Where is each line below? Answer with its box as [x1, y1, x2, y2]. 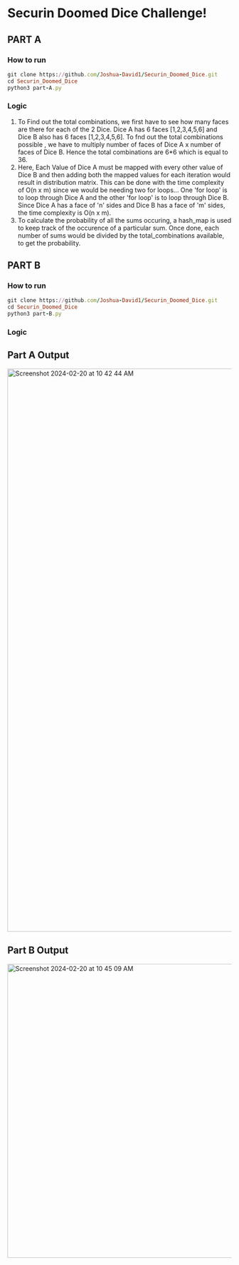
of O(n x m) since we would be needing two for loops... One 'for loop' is [17, 186, 228, 194]
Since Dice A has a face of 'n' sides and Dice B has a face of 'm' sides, [17, 201, 225, 209]
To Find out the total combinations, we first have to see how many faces [17, 117, 229, 126]
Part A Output [7, 349, 70, 361]
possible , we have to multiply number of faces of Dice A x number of [17, 140, 221, 148]
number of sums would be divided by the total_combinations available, [17, 231, 225, 240]
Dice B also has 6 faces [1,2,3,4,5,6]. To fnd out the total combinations [17, 132, 223, 141]
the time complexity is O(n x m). [17, 208, 112, 217]
